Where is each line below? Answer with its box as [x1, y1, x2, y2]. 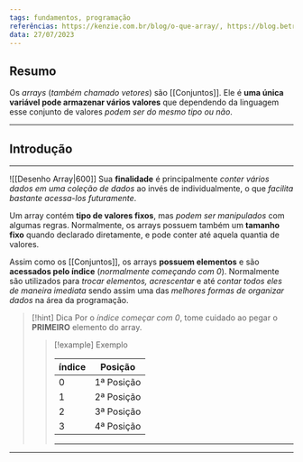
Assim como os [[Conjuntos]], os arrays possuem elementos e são [9, 256, 260, 267]
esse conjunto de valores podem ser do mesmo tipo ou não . [9, 106, 233, 117]
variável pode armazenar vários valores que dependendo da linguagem [9, 97, 280, 108]
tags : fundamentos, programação [9, 13, 131, 23]
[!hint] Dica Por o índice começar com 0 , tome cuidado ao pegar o [31, 312, 278, 323]
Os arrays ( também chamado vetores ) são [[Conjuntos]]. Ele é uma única [9, 88, 284, 98]
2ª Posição [94, 391, 142, 402]
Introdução [9, 141, 73, 156]
